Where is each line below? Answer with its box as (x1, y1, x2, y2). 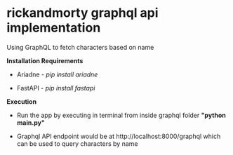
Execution (6, 97, 36, 106)
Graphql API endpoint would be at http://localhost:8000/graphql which (16, 132, 221, 140)
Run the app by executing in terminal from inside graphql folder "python (16, 111, 226, 119)
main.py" (16, 118, 45, 127)
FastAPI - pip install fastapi (16, 83, 95, 92)
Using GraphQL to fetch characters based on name (6, 43, 154, 51)
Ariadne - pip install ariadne (16, 70, 98, 79)
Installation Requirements (6, 56, 84, 65)
